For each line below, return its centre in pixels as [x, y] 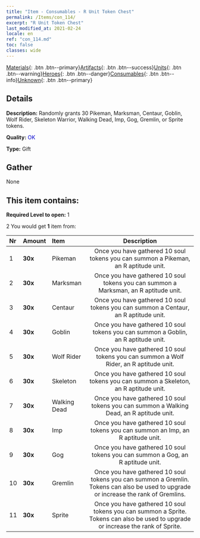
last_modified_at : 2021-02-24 [44, 28]
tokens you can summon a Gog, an [140, 455]
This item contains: [43, 200]
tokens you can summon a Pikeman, [140, 258]
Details [19, 99]
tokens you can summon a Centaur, [140, 308]
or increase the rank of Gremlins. [140, 495]
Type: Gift [18, 149]
